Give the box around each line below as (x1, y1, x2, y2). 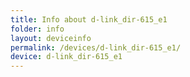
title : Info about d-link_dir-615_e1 (10, 14, 168, 25)
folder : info (10, 24, 65, 34)
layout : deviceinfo (10, 33, 92, 43)
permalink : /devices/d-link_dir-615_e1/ (10, 42, 182, 53)
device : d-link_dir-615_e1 (10, 52, 123, 62)
